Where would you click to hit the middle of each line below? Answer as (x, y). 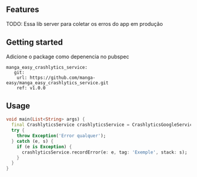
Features (23, 10)
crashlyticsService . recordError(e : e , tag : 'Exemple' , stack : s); (104, 152)
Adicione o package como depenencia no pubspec (68, 56)
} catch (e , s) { (33, 141)
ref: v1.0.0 (31, 88)
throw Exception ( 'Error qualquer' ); (62, 136)
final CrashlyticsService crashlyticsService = (71, 125)
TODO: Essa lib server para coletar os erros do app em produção (84, 24)
